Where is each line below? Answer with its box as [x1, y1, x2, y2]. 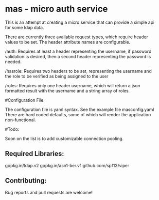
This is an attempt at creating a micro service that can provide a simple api [5, 19, 155, 25]
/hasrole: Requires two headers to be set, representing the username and [5, 68, 152, 74]
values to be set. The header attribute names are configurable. [5, 39, 130, 45]
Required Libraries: [5, 150, 64, 158]
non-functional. [5, 117, 36, 123]
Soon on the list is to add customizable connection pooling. [5, 136, 124, 141]
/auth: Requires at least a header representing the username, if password [5, 48, 152, 54]
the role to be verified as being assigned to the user [5, 73, 108, 79]
